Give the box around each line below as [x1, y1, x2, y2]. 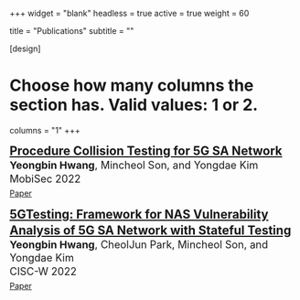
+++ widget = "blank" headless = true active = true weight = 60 [9, 8, 250, 18]
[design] [9, 43, 41, 54]
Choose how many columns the [9, 75, 254, 96]
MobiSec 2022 [9, 172, 81, 186]
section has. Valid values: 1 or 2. [9, 95, 259, 115]
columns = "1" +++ [9, 124, 80, 135]
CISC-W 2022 [9, 264, 78, 278]
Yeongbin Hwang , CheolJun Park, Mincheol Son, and [9, 238, 268, 251]
